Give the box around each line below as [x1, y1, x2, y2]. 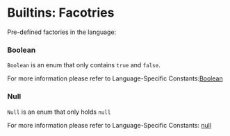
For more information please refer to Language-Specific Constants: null [7, 121, 212, 129]
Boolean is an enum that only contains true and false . [7, 61, 161, 69]
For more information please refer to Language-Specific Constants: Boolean [7, 74, 224, 83]
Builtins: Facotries [7, 5, 115, 21]
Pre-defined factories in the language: [7, 28, 117, 36]
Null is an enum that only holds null [7, 108, 111, 116]
